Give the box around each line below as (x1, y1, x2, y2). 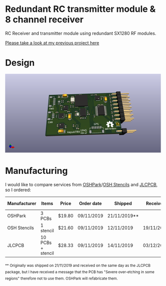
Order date (79, 200, 102, 206)
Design (5, 57, 35, 69)
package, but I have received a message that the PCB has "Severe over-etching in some (5, 270, 155, 275)
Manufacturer (7, 200, 37, 206)
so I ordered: (5, 187, 31, 193)
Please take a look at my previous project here (5, 40, 100, 45)
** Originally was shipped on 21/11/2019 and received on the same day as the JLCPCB (5, 263, 151, 268)
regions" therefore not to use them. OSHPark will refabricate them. (5, 276, 118, 281)
